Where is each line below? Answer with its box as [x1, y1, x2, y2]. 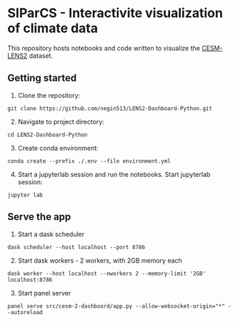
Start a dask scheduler [17, 230, 85, 238]
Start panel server [17, 288, 71, 297]
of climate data [7, 20, 99, 36]
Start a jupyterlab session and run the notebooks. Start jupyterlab [17, 170, 211, 178]
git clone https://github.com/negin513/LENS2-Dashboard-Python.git [7, 105, 213, 112]
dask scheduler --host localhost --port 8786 [7, 243, 145, 251]
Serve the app [7, 211, 71, 223]
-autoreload [7, 308, 43, 316]
